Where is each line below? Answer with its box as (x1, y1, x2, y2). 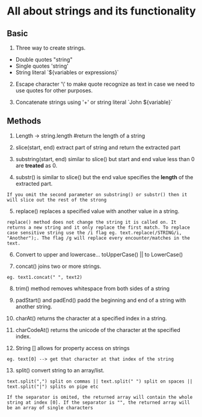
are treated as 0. (15, 162, 58, 169)
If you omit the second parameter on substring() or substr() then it (7, 191, 188, 197)
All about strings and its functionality (7, 4, 196, 18)
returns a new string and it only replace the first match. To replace (7, 224, 190, 231)
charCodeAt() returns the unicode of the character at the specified (15, 326, 181, 333)
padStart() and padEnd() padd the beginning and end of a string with (15, 296, 186, 304)
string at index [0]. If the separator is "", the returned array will (7, 399, 190, 406)
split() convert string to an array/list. (15, 366, 105, 374)
